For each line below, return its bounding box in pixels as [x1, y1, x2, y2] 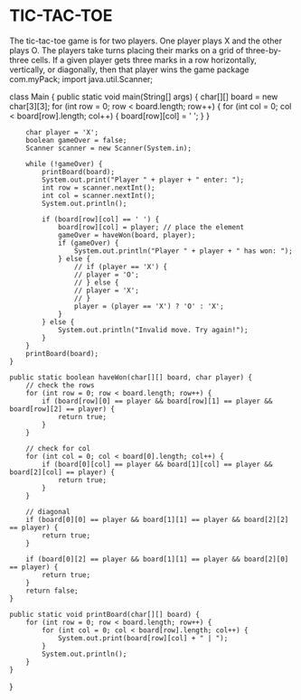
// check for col [25, 443, 91, 453]
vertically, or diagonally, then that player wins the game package [9, 64, 250, 75]
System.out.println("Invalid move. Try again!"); [57, 325, 249, 334]
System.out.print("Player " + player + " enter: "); [42, 175, 245, 184]
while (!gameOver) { [25, 159, 103, 168]
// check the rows [25, 380, 95, 389]
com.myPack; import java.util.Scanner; [9, 73, 154, 84]
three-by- [245, 44, 282, 55]
